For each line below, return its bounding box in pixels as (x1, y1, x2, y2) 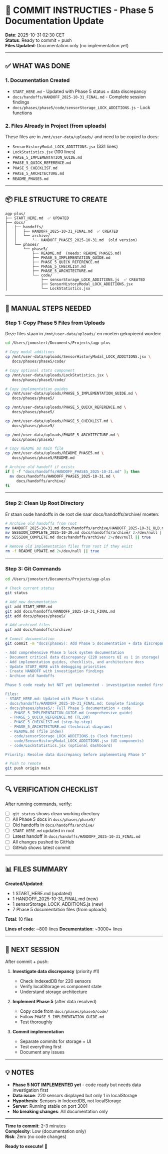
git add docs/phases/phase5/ (5, 613, 66, 619)
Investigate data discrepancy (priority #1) (12, 969, 100, 975)
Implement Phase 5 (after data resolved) (12, 999, 97, 1005)
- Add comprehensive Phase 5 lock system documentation (5, 650, 124, 655)
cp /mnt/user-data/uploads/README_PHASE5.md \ (5, 451, 104, 456)
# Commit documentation (5, 636, 55, 641)
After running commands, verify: (5, 801, 72, 807)
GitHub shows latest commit (12, 844, 71, 851)
